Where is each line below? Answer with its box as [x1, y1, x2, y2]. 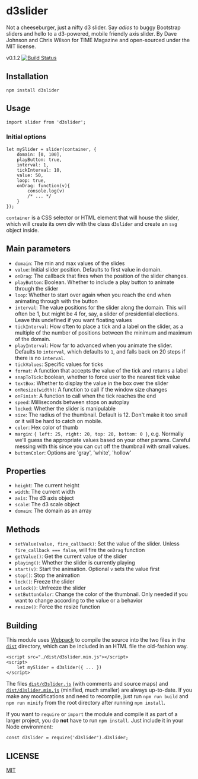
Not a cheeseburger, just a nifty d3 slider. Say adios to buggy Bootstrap [6, 24, 181, 31]
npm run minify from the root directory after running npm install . [6, 699, 166, 707]
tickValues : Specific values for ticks [14, 361, 104, 368]
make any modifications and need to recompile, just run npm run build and [6, 693, 189, 700]
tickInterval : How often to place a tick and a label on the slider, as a [14, 323, 184, 330]
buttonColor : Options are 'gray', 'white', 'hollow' [14, 449, 132, 456]
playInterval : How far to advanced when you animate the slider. [14, 342, 173, 349]
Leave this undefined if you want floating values [14, 316, 132, 323]
